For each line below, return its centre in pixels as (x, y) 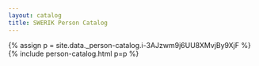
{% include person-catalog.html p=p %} (74, 53)
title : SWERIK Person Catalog (58, 23)
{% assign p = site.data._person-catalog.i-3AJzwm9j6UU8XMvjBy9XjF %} (129, 45)
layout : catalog (35, 15)
